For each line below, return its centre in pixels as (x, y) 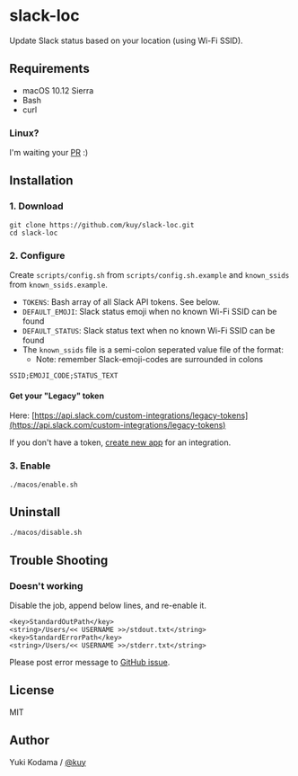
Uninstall (35, 512)
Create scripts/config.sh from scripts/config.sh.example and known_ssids (149, 275)
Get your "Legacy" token (57, 396)
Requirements (49, 69)
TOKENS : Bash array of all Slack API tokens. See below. (121, 302)
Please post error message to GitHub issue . (90, 663)
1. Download (37, 206)
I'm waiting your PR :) (49, 153)
